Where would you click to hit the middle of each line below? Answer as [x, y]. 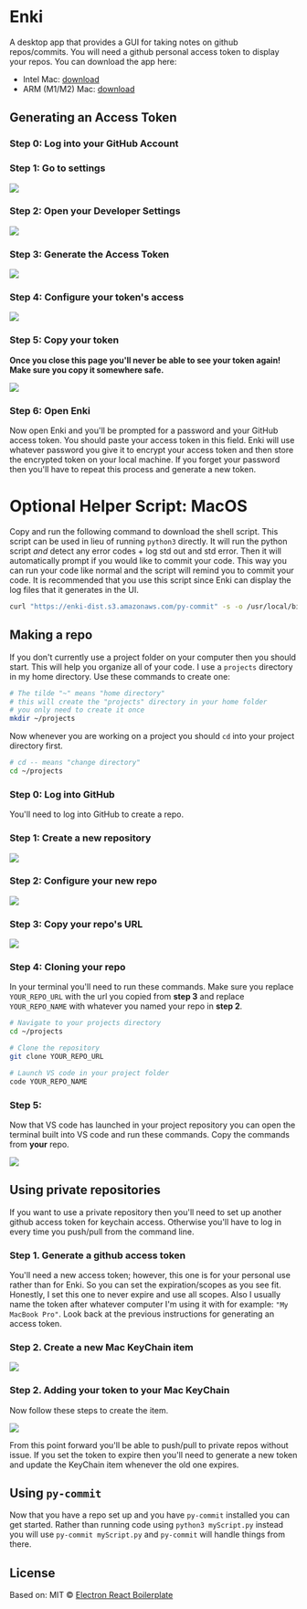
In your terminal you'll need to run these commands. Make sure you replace [152, 987]
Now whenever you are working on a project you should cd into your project [152, 736]
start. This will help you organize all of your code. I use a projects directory [151, 667]
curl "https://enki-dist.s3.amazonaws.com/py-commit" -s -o [127, 606]
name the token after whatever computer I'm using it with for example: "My [149, 1305]
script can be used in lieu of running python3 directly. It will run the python [148, 541]
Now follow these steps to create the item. [89, 1410]
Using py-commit [56, 1493]
